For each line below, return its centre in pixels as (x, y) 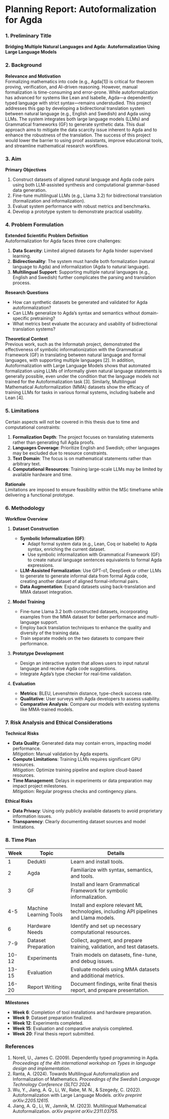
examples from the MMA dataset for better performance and (83, 617)
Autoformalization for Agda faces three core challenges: (63, 241)
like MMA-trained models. (47, 709)
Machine (38, 908)
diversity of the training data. (50, 633)
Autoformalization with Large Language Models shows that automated (78, 366)
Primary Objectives (26, 170)
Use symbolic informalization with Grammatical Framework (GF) (94, 554)
